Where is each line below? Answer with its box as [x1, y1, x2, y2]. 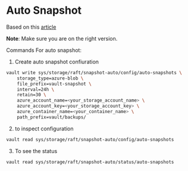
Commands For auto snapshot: [6, 46, 82, 54]
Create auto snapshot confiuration [14, 58, 99, 65]
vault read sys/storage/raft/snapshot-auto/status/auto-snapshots [6, 159, 174, 165]
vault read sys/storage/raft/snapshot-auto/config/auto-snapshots [6, 136, 174, 142]
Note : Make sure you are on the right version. [6, 35, 118, 42]
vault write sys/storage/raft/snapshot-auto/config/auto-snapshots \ [6, 69, 183, 75]
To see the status [14, 147, 58, 154]
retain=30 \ [17, 92, 46, 98]
